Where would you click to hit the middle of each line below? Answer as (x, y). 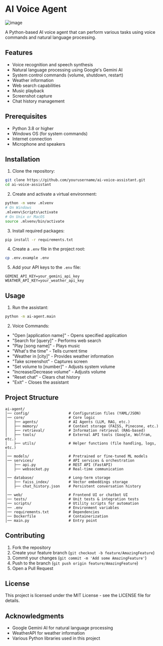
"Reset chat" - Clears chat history (46, 377)
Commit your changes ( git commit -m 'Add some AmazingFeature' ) (79, 558)
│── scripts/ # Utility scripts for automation (72, 503)
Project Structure (32, 398)
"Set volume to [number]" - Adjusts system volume (64, 366)
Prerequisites (26, 116)
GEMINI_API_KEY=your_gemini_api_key (42, 276)
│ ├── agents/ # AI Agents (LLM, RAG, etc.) (68, 422)
